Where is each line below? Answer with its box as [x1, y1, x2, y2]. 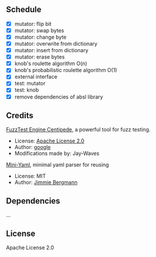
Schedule [6, 5, 42, 15]
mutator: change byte [14, 33, 67, 40]
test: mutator [14, 80, 46, 87]
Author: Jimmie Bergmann [14, 179, 78, 186]
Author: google [14, 144, 51, 151]
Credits [6, 110, 34, 120]
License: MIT [14, 173, 46, 180]
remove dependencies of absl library [14, 93, 103, 100]
